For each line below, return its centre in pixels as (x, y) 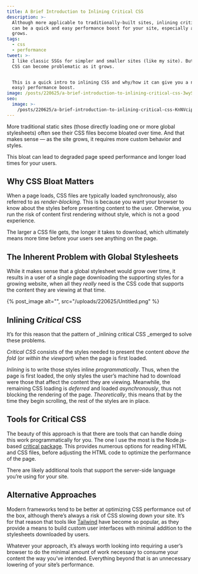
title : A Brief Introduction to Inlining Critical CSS (75, 12)
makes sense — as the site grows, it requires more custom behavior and (94, 139)
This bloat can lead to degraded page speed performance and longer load (97, 156)
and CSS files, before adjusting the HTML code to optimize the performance (99, 452)
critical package (43, 446)
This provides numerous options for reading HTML (125, 446)
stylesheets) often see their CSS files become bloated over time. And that (95, 133)
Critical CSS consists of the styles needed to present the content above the (98, 352)
